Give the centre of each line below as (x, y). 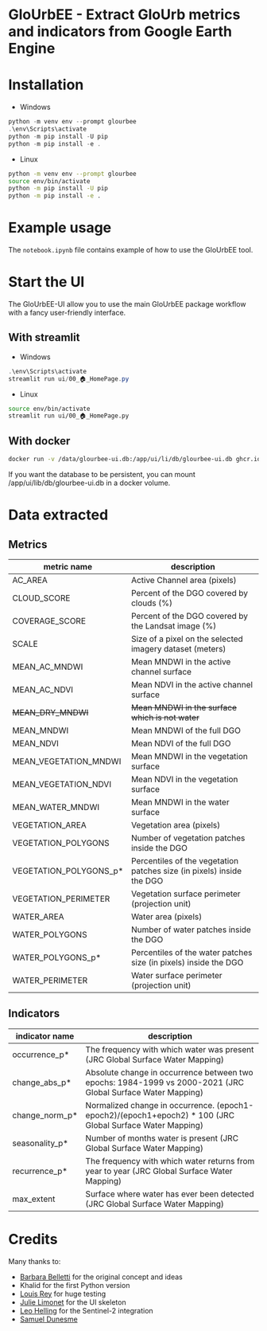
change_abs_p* (42, 1082)
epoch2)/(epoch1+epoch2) (137, 1115)
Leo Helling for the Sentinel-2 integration (86, 1310)
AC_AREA (30, 580)
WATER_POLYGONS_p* (57, 957)
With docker (39, 441)
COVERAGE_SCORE (49, 621)
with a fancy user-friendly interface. (67, 313)
